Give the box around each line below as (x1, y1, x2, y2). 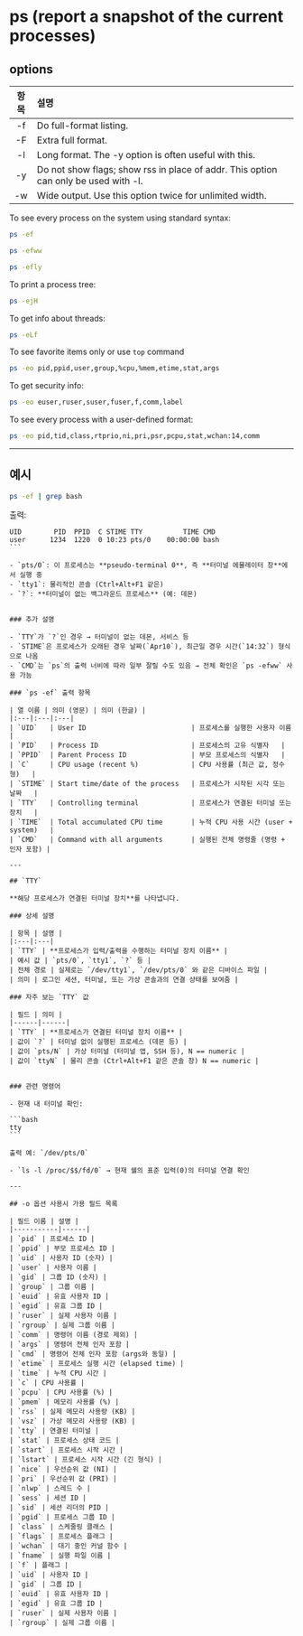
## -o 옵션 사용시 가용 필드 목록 (9, 1199, 118, 1208)
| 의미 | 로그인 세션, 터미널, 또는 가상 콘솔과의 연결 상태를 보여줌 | (9, 975, 239, 984)
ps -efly (9, 262, 42, 272)
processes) (9, 25, 96, 46)
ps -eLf (9, 330, 39, 340)
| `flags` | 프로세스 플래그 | (9, 1531, 114, 1541)
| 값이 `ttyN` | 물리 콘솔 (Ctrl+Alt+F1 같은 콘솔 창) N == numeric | (9, 1056, 260, 1065)
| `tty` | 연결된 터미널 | (9, 1426, 99, 1435)
